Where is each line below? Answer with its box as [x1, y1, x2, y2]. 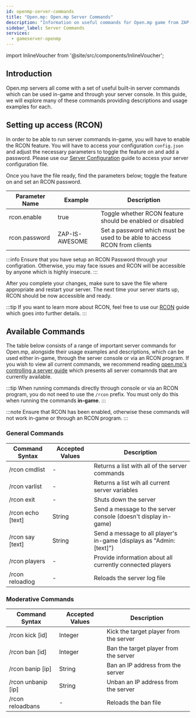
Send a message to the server [93, 505, 176, 513]
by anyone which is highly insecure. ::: [6, 268, 98, 275]
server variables [93, 486, 138, 494]
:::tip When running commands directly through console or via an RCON [6, 384, 178, 392]
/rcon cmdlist [9, 465, 45, 474]
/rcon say [9, 533, 35, 541]
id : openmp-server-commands [6, 8, 75, 15]
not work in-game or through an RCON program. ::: [6, 414, 128, 422]
